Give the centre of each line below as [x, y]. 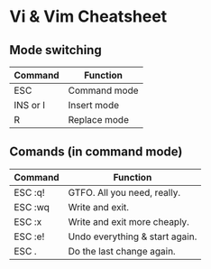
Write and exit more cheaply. [128, 221]
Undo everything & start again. [133, 237]
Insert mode [94, 105]
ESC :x [28, 221]
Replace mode [98, 120]
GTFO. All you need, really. [124, 192]
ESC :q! [29, 192]
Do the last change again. [122, 251]
